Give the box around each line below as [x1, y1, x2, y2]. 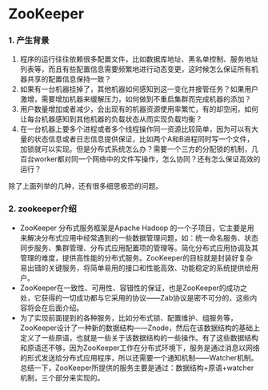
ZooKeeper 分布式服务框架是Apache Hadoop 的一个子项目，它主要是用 [19, 223, 254, 233]
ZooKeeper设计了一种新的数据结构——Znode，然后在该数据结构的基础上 [19, 323, 260, 332]
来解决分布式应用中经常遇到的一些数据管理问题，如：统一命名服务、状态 [19, 233, 258, 242]
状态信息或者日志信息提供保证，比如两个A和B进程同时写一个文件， [34, 134, 254, 144]
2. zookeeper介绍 [8, 203, 78, 214]
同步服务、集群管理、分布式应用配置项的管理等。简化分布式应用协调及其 [19, 243, 258, 253]
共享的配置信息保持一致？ [26, 74, 112, 84]
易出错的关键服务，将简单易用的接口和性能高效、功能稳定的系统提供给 [19, 263, 252, 273]
